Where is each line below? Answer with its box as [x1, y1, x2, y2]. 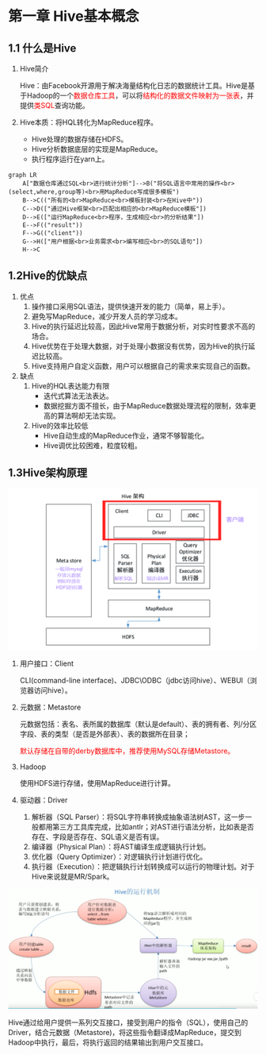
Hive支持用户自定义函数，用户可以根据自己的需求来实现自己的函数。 [31, 361, 255, 370]
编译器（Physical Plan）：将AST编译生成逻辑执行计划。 [31, 842, 211, 852]
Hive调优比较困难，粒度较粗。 [43, 440, 142, 450]
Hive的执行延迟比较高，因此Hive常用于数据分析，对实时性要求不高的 [31, 321, 256, 330]
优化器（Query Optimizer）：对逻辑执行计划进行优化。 [31, 852, 207, 862]
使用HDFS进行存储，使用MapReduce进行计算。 [19, 779, 176, 788]
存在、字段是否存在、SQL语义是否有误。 [31, 832, 164, 842]
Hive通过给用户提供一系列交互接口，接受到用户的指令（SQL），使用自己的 [8, 1018, 249, 1027]
